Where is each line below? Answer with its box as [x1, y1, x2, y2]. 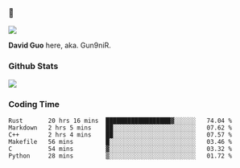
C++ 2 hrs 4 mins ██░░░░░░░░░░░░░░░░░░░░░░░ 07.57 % [8, 130, 232, 139]
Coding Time [8, 98, 60, 109]
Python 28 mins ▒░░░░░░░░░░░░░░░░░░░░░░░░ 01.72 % [8, 152, 232, 160]
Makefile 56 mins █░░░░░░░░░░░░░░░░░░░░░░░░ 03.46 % [8, 137, 232, 145]
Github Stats [8, 60, 59, 72]
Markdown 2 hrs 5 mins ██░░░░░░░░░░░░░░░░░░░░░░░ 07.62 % [8, 124, 232, 132]
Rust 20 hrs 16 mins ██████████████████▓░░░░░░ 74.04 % [8, 117, 232, 125]
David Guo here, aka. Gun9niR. [8, 40, 111, 51]
